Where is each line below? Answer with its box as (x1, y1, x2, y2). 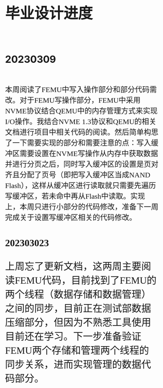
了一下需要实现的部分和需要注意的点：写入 (5, 138, 151, 147)
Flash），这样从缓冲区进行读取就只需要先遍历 (5, 181, 157, 190)
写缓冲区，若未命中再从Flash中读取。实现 (5, 192, 145, 200)
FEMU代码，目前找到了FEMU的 (15, 274, 157, 286)
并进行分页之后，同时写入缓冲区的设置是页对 (5, 160, 159, 169)
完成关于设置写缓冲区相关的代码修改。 (5, 213, 137, 222)
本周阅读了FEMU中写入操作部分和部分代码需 (5, 85, 157, 94)
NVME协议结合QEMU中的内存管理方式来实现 (5, 106, 158, 115)
